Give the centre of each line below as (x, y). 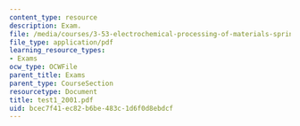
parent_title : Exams (48, 75)
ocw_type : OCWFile (43, 67)
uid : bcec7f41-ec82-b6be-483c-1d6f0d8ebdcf (92, 108)
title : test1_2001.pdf (51, 100)
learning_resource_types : (57, 51)
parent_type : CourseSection (62, 83)
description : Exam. (46, 26)
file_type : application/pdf (62, 42)
